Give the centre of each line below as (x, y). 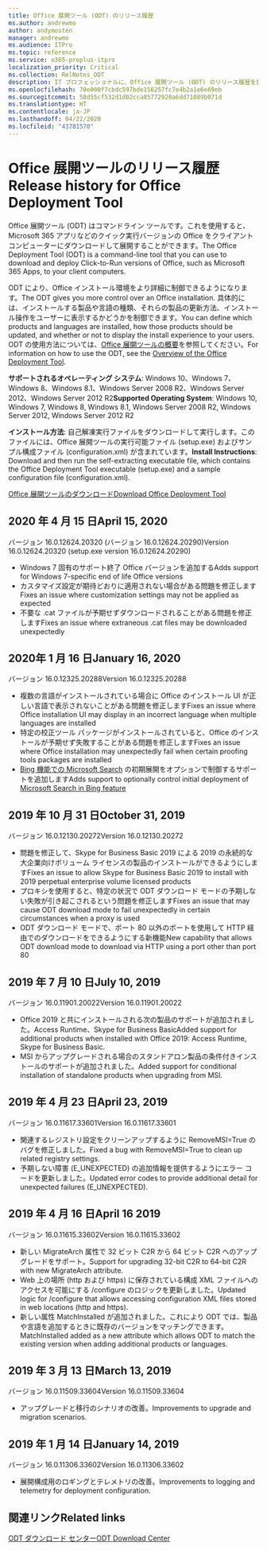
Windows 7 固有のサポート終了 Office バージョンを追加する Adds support (139, 567)
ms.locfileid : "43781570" (51, 126)
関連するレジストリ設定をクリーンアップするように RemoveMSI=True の (138, 1139)
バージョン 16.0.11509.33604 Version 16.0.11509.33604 (96, 1391)
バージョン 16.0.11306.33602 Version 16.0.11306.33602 (96, 1465)
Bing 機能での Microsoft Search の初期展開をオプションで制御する (128, 769)
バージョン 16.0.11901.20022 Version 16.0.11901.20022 (95, 1002)
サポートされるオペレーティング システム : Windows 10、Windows (115, 378)
